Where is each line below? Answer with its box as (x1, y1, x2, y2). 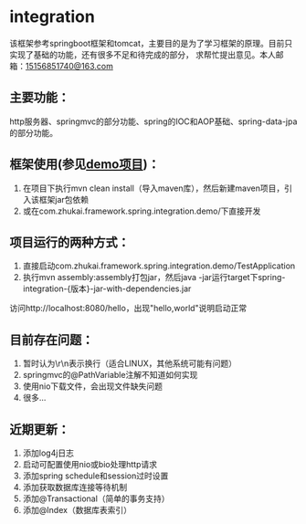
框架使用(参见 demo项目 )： (9, 157, 160, 173)
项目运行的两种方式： (9, 235, 130, 250)
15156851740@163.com (26, 60, 114, 71)
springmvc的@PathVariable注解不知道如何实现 (22, 370, 198, 381)
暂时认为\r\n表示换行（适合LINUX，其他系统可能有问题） (22, 358, 237, 369)
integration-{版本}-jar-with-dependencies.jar (22, 283, 192, 294)
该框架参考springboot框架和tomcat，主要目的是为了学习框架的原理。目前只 (9, 37, 293, 48)
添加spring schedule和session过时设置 (22, 470, 169, 481)
